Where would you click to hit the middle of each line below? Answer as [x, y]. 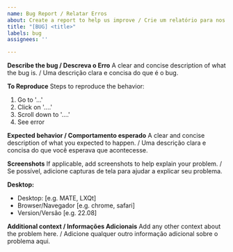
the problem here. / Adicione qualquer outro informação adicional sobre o [113, 234]
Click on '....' [35, 107]
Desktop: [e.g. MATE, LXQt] [57, 198]
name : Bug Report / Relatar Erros [57, 14]
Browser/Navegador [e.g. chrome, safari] [76, 205]
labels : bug [24, 33]
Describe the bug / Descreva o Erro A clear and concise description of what [116, 65]
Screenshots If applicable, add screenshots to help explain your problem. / [115, 164]
